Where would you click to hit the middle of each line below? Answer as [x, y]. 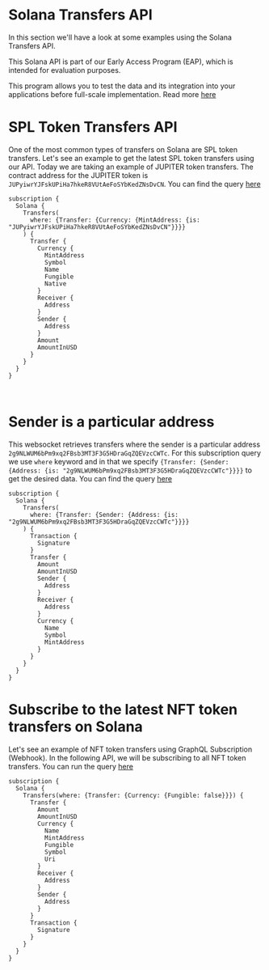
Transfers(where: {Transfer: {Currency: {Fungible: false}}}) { [133, 795]
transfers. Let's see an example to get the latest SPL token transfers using [131, 158]
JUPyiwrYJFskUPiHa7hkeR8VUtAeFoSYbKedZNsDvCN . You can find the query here [134, 184]
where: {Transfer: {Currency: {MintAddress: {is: [115, 220]
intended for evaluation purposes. [65, 70]
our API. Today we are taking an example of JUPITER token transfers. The [131, 167]
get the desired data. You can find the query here [90, 478]
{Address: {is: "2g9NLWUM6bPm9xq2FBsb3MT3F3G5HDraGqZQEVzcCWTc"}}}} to [130, 470]
